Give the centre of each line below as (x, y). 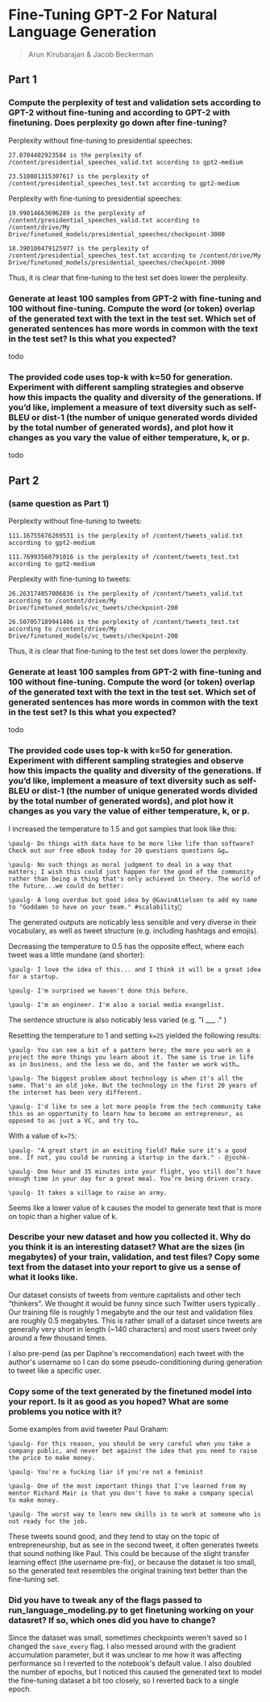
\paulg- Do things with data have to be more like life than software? (131, 843)
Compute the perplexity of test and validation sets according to (135, 102)
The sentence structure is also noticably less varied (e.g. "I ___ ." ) (118, 1020)
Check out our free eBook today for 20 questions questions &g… (118, 851)
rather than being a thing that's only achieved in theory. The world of (135, 879)
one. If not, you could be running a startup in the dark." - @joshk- (129, 1157)
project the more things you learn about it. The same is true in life (131, 1057)
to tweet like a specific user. (55, 1370)
